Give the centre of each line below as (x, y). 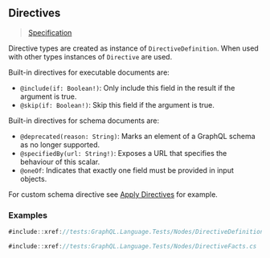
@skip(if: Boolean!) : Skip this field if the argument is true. (117, 104)
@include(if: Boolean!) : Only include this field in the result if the (127, 88)
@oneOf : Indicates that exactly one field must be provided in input (127, 170)
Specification (50, 32)
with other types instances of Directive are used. (90, 56)
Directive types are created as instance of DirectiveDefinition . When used (133, 48)
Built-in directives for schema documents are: (84, 121)
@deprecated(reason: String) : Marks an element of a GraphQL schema (137, 136)
